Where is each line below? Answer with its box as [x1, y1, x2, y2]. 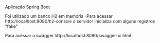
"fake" [5, 23, 18, 29]
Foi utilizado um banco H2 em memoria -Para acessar [5, 13, 113, 19]
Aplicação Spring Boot [5, 4, 50, 10]
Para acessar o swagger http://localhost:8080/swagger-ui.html [5, 33, 131, 38]
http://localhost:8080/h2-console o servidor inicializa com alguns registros [5, 19, 155, 24]
